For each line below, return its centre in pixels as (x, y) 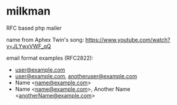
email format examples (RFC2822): (50, 58)
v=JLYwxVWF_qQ (29, 46)
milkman (28, 11)
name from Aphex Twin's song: (45, 39)
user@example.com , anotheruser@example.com (76, 76)
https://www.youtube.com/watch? (128, 39)
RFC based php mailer (34, 28)
